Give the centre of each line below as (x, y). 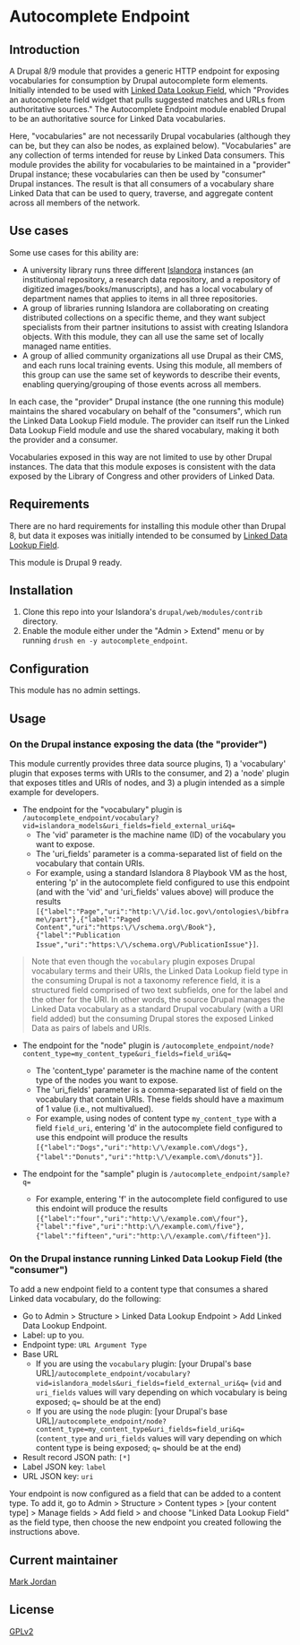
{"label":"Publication (78, 935)
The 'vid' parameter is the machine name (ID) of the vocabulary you (161, 835)
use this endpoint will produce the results (111, 1137)
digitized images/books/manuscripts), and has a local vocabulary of (147, 289)
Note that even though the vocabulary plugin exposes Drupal (143, 961)
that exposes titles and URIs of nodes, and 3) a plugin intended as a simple (147, 783)
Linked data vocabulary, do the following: (85, 1299)
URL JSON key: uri (58, 1476)
